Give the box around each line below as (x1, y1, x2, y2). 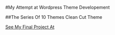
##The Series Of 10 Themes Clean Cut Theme (5, 14, 103, 20)
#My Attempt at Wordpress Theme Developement (5, 5, 110, 10)
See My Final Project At (5, 24, 55, 30)
